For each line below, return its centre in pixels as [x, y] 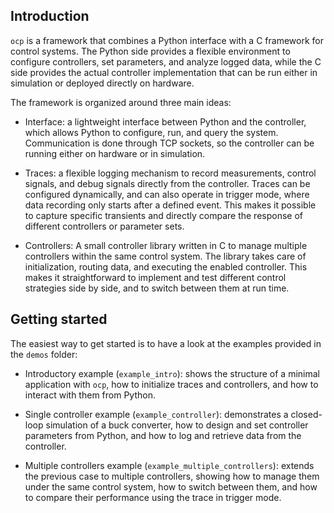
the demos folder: [44, 354]
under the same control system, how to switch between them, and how [171, 486]
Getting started [59, 319]
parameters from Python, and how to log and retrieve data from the [163, 435]
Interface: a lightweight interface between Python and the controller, [165, 121]
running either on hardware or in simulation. [115, 153]
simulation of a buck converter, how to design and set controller [177, 425]
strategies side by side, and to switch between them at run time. [157, 288]
